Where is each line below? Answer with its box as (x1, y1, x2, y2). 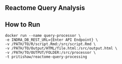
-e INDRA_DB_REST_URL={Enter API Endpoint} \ (5, 37, 98, 43)
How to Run (5, 20, 41, 29)
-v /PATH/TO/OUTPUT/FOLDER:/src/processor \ (5, 50, 96, 55)
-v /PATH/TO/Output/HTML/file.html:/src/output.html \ (5, 46, 118, 51)
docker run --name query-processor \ (5, 33, 81, 38)
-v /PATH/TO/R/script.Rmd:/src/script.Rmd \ (5, 42, 96, 47)
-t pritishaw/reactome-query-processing (5, 54, 88, 60)
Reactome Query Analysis (5, 4, 85, 12)
